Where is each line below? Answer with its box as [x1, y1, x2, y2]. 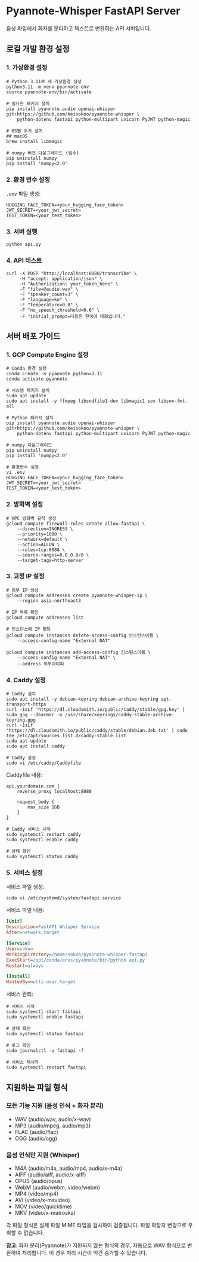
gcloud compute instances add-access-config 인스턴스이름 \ [6, 649, 151, 655]
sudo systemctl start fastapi [6, 1009, 82, 1015]
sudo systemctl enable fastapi [6, 1014, 84, 1020]
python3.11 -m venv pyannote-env [6, 84, 89, 90]
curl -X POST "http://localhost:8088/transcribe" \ [6, 270, 137, 276]
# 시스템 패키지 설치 [6, 388, 50, 394]
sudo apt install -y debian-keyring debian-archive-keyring [6, 696, 159, 703]
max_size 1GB [27, 804, 60, 810]
